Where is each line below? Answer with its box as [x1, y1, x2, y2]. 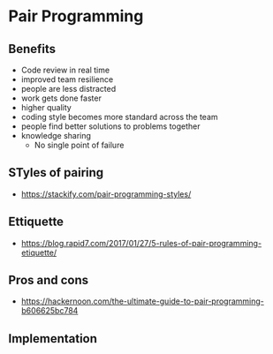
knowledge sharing [20, 131, 92, 140]
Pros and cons [8, 273, 89, 288]
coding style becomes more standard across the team [20, 112, 218, 122]
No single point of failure [34, 139, 125, 150]
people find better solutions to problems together [20, 121, 201, 132]
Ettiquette [8, 215, 64, 230]
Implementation [8, 331, 98, 346]
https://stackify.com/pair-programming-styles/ [20, 188, 192, 200]
